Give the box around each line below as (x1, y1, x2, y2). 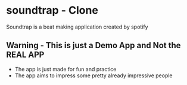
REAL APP (6, 50, 45, 60)
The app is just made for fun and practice (14, 65, 117, 73)
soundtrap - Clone (6, 4, 98, 17)
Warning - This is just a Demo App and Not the (6, 40, 181, 51)
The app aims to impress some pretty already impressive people (14, 72, 173, 79)
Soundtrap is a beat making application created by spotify (6, 23, 148, 30)
